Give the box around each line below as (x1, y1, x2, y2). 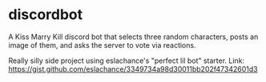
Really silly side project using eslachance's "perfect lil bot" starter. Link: (8, 56, 245, 65)
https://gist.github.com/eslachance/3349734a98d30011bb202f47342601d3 (8, 64, 258, 73)
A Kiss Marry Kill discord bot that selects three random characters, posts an (8, 32, 259, 41)
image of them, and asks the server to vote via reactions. (8, 40, 196, 49)
